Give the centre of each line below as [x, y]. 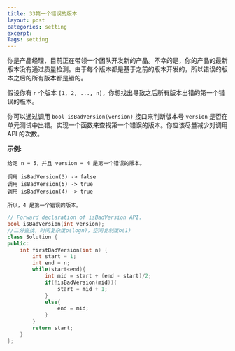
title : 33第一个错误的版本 [42, 14]
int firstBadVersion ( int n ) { [64, 250]
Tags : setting [28, 40]
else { [52, 302]
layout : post [26, 20]
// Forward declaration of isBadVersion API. [74, 217]
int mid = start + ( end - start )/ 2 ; [98, 276]
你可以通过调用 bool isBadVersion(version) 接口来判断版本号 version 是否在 [118, 117]
